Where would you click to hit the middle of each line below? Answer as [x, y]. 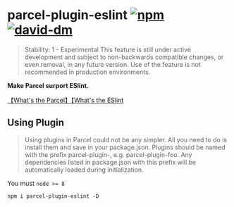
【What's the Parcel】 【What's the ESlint [66, 100]
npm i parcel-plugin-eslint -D [53, 196]
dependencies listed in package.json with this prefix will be [110, 162]
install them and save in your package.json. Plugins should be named [125, 147]
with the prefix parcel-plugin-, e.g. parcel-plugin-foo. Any [108, 154]
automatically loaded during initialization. [84, 170]
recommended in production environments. [87, 72]
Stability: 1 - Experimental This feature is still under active [108, 49]
